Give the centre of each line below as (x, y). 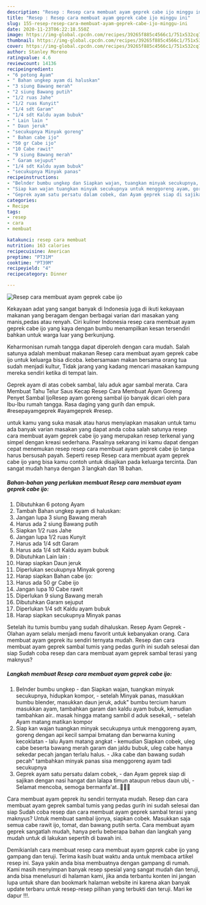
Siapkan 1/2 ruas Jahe (44, 530)
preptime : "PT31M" (30, 257)
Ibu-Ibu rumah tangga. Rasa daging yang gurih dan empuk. (81, 404)
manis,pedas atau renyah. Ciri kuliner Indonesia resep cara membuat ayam (101, 322)
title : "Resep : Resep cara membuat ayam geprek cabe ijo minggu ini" (99, 18)
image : (15, 35)
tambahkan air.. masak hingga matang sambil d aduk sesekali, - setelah (106, 715)
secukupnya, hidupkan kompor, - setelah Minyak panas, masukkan (100, 695)
